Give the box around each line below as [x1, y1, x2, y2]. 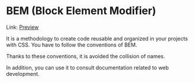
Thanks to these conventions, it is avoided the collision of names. [6, 52, 166, 59]
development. [6, 70, 40, 77]
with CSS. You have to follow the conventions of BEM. [6, 41, 137, 48]
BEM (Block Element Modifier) [6, 4, 157, 18]
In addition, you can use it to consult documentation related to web [6, 64, 169, 71]
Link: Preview [6, 24, 39, 31]
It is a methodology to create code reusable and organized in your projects [6, 35, 188, 42]
